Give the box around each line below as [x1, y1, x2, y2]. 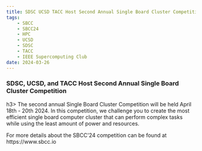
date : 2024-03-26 [6, 59, 50, 65]
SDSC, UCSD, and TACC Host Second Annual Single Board [6, 79, 179, 88]
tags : [6, 14, 20, 21]
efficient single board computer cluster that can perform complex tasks [6, 113, 183, 121]
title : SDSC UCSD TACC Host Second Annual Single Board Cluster [6, 8, 171, 15]
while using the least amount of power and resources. [6, 120, 139, 127]
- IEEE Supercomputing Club [17, 54, 87, 60]
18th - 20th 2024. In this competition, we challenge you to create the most [6, 107, 190, 114]
